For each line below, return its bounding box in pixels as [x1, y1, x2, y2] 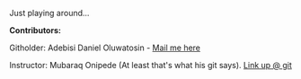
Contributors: [9, 25, 61, 35]
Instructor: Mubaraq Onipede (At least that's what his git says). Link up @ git [9, 60, 292, 70]
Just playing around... [9, 8, 90, 18]
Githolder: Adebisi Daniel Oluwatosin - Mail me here [9, 42, 200, 53]
